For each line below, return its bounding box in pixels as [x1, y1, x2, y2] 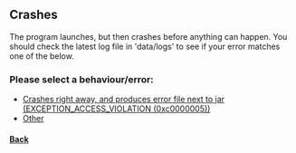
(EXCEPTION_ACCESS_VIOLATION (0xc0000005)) [22, 103, 211, 114]
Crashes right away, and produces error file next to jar [22, 94, 224, 105]
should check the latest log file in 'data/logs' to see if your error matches [9, 41, 281, 52]
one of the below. [9, 50, 74, 62]
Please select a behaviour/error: [9, 72, 154, 85]
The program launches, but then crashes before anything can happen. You [9, 31, 288, 42]
